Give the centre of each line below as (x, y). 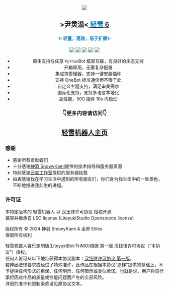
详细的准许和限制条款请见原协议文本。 (45, 283)
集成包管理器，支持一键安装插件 (88, 74)
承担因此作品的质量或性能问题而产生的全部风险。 (56, 277)
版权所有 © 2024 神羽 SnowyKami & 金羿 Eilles (54, 228)
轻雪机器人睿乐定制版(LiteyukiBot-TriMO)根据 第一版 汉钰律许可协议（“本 (80, 246)
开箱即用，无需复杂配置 (88, 67)
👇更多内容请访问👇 (84, 113)
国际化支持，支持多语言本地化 (88, 92)
